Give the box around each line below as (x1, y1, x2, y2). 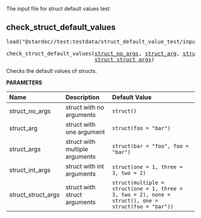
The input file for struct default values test (6, 5, 110, 12)
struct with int (65, 162, 105, 170)
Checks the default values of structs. (6, 67, 98, 74)
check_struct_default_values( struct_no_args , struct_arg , (6, 50, 180, 57)
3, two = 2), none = (112, 191, 170, 198)
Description (65, 93, 100, 101)
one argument (65, 128, 105, 136)
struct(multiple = (112, 179, 165, 186)
